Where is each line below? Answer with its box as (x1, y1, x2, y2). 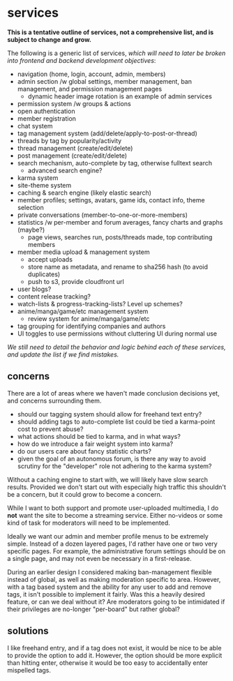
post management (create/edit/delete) (17, 151, 128, 160)
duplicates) (27, 270, 61, 278)
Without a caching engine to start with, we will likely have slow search (7, 475, 208, 484)
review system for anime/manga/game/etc (27, 314, 150, 322)
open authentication (17, 107, 75, 115)
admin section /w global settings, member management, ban (17, 77, 192, 85)
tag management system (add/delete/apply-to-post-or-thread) (17, 129, 197, 137)
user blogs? (17, 285, 52, 293)
